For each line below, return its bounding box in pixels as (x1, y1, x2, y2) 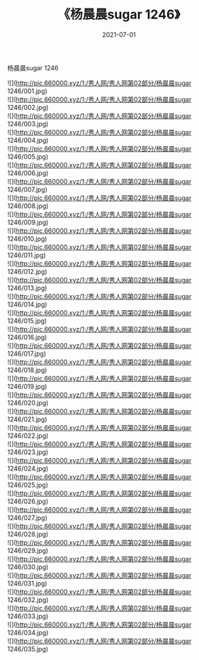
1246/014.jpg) (7, 299, 47, 309)
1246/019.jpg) (7, 382, 47, 390)
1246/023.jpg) (7, 448, 49, 456)
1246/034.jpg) (7, 628, 49, 637)
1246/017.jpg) (7, 349, 47, 358)
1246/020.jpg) (7, 398, 49, 407)
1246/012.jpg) (7, 267, 47, 275)
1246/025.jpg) (7, 480, 48, 489)
